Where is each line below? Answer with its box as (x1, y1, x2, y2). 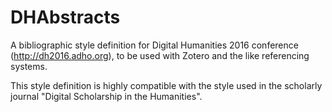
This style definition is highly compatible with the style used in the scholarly (10, 79, 323, 91)
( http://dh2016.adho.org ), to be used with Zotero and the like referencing (10, 49, 310, 61)
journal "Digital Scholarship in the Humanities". (10, 90, 203, 102)
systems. (10, 60, 48, 72)
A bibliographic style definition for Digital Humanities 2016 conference (10, 39, 299, 51)
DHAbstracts (10, 6, 121, 29)
